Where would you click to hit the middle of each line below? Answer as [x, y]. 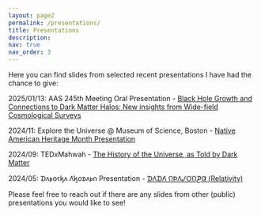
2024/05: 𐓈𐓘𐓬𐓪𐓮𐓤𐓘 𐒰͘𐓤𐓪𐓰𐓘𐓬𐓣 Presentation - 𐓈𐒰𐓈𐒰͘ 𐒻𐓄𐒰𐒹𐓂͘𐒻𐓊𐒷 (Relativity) [126, 178]
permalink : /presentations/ [55, 23]
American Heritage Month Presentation [72, 139]
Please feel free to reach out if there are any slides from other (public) [122, 194]
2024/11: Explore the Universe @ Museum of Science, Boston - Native [122, 130]
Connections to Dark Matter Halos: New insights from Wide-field [113, 107]
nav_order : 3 [30, 52]
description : [30, 38]
